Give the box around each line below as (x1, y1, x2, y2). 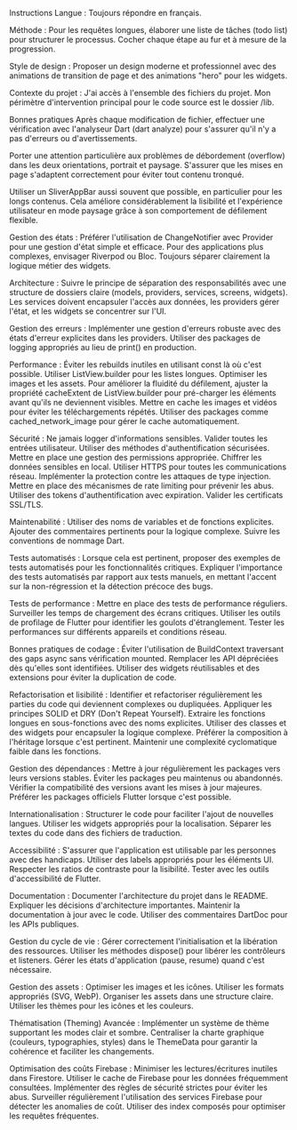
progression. (9, 44, 56, 54)
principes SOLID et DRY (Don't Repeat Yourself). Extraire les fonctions (9, 709, 266, 718)
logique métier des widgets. (9, 260, 111, 270)
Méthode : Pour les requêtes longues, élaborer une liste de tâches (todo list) (9, 25, 288, 35)
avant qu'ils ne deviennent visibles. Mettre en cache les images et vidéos (9, 397, 277, 407)
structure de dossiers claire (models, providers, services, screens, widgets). (9, 287, 288, 297)
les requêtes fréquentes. (9, 1110, 100, 1121)
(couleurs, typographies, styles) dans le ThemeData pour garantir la (9, 1037, 258, 1047)
